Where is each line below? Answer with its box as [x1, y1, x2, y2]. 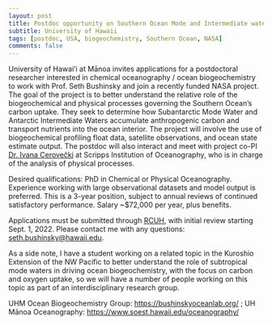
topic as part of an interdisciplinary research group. [8, 283, 180, 293]
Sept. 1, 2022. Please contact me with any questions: [8, 224, 185, 234]
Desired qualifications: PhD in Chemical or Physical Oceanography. [8, 175, 232, 184]
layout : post [8, 11, 53, 20]
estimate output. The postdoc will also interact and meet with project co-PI [8, 141, 257, 151]
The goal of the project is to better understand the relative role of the [8, 90, 238, 99]
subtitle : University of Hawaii [8, 27, 117, 35]
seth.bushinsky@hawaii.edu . [8, 233, 104, 243]
